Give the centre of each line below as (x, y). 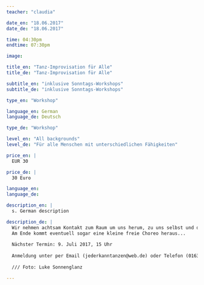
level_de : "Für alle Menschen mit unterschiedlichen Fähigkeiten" (92, 145)
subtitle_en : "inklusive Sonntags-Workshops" (65, 84)
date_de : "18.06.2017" (35, 29)
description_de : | (29, 222)
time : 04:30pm (24, 39)
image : (15, 56)
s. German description (40, 211)
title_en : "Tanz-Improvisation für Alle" (59, 67)
